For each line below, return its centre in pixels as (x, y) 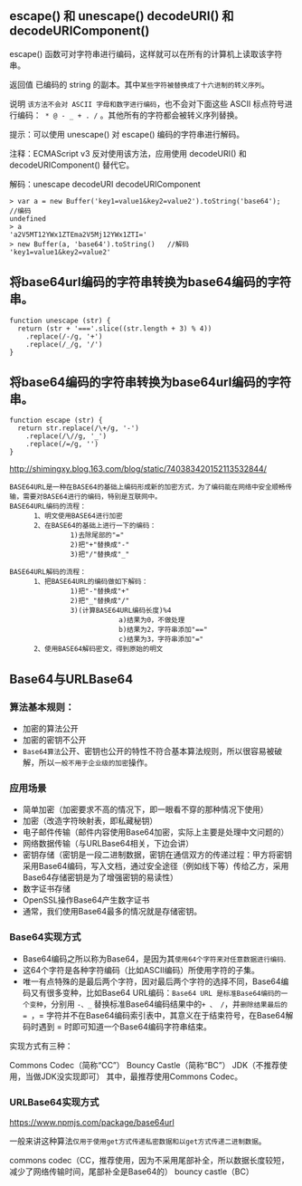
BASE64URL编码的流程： (48, 507)
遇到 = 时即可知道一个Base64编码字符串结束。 (125, 1027)
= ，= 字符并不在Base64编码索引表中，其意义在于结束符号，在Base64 (154, 1015)
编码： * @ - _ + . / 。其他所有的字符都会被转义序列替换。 (130, 115)
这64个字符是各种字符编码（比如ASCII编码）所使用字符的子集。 (141, 970)
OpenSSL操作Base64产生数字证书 (86, 900)
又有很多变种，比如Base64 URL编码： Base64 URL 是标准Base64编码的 (156, 992)
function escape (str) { (56, 421)
